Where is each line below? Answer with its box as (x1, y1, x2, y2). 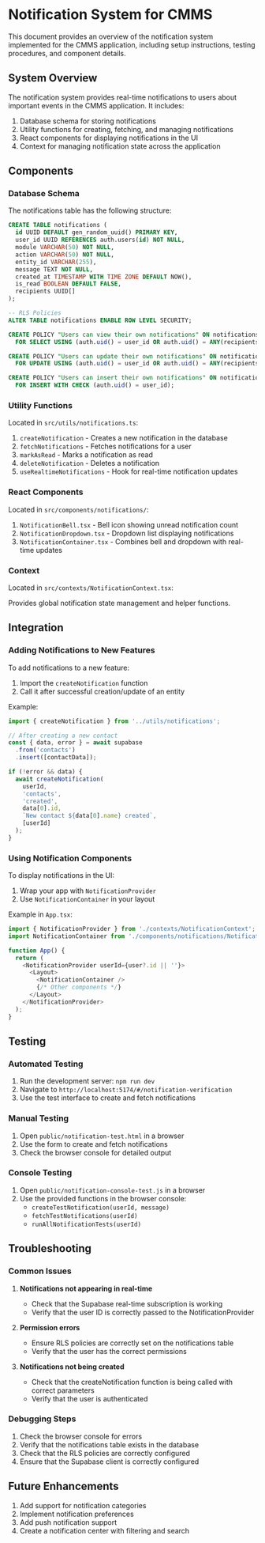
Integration (8, 621, 65, 634)
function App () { (8, 947, 65, 955)
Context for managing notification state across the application (19, 141, 221, 151)
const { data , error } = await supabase (8, 739, 144, 747)
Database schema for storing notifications (19, 116, 156, 126)
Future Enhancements (8, 1480, 120, 1493)
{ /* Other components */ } (36, 983, 122, 992)
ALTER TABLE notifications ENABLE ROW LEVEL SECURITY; (8, 316, 192, 324)
